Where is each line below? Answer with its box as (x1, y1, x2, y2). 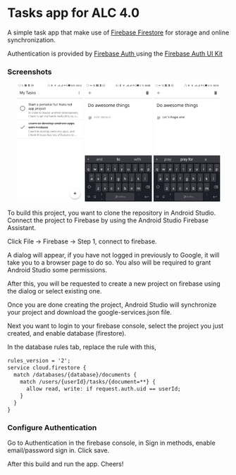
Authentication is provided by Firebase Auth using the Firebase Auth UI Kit (7, 49, 223, 58)
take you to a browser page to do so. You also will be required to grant (7, 258, 211, 267)
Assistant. (7, 224, 37, 232)
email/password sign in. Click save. (7, 446, 110, 455)
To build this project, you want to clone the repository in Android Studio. (7, 209, 216, 217)
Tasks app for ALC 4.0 (7, 5, 139, 21)
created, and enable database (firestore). (7, 329, 127, 337)
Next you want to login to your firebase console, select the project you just (7, 322, 224, 330)
